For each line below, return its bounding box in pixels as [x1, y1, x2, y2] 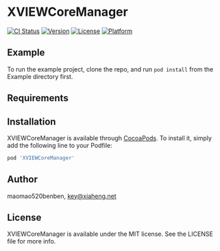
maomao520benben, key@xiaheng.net [7, 192, 117, 200]
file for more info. [7, 237, 56, 245]
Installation [7, 116, 56, 127]
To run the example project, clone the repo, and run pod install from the [7, 65, 214, 73]
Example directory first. [7, 72, 73, 80]
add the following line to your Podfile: [7, 141, 113, 149]
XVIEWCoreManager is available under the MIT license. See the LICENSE [7, 230, 214, 238]
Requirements [7, 92, 69, 104]
